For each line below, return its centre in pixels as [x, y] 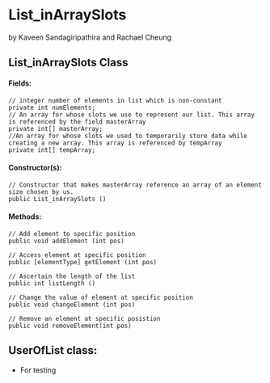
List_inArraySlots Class [68, 63]
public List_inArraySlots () [57, 199]
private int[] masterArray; [56, 128]
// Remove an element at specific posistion [84, 318]
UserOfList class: [53, 350]
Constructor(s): [35, 168]
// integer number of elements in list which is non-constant [115, 100]
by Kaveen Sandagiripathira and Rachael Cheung [90, 37]
